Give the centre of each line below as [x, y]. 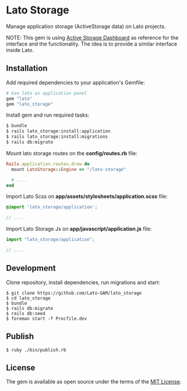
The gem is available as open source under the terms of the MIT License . [94, 382]
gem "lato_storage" [30, 104]
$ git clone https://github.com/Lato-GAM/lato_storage [74, 293]
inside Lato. [20, 50]
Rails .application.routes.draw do [48, 164]
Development [31, 268]
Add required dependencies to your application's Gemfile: [75, 82]
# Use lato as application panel [47, 93]
